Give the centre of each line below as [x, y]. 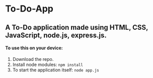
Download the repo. [33, 59]
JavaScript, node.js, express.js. [56, 35]
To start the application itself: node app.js [56, 70]
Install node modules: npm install [48, 64]
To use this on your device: [34, 48]
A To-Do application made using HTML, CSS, [77, 27]
